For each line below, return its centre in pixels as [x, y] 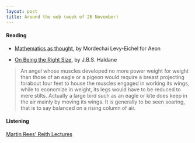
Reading [16, 35]
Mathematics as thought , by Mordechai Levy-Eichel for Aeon [88, 48]
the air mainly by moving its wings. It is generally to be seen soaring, [103, 102]
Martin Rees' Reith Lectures [39, 134]
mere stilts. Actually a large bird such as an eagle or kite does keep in [104, 95]
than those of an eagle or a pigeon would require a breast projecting [102, 77]
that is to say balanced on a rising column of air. [78, 108]
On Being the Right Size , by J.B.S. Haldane [66, 59]
